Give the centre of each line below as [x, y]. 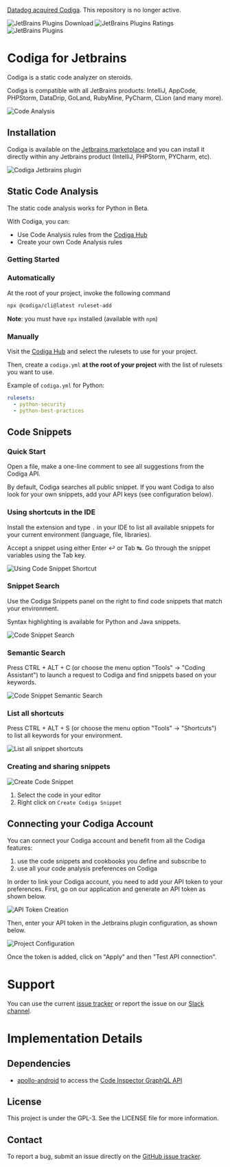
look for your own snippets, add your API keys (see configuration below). [111, 494]
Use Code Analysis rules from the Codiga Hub [82, 234]
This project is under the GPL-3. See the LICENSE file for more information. [113, 1118]
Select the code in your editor [59, 795]
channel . [20, 1010]
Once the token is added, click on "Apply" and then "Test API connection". [112, 956]
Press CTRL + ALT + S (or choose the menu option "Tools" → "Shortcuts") [112, 728]
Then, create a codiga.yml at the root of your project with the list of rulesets [115, 365]
